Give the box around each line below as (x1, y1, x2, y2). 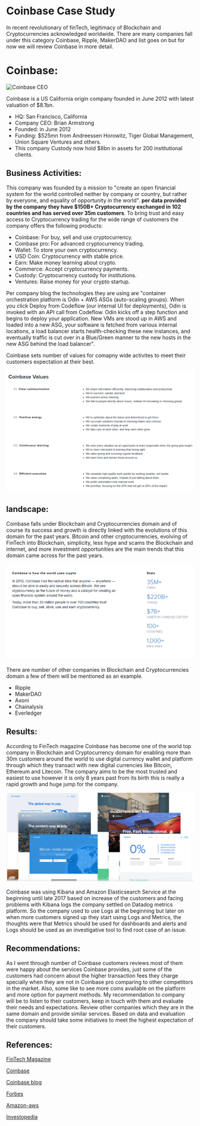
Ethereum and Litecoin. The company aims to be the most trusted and (6, 768, 177, 775)
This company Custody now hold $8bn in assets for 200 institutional (14, 144, 183, 151)
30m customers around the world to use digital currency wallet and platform (6, 755, 193, 762)
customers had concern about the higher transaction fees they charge (6, 972, 179, 979)
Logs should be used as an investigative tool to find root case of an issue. (6, 926, 187, 933)
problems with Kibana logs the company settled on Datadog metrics (6, 901, 173, 908)
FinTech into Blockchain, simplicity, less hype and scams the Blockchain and (6, 539, 193, 546)
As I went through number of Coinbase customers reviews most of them (6, 959, 183, 966)
